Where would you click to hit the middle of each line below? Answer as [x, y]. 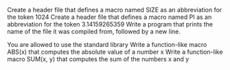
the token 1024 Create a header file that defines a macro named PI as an [110, 17]
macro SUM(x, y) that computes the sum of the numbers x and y [98, 59]
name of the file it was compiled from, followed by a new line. [94, 31]
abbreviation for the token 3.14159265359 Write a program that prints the [110, 24]
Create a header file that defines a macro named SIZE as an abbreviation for [115, 10]
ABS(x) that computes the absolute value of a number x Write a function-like [115, 52]
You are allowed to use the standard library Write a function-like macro [107, 45]
